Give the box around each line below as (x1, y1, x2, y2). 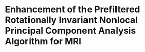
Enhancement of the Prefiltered (5, 4, 140, 15)
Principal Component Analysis (5, 25, 136, 36)
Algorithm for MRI (5, 36, 82, 47)
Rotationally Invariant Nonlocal (5, 14, 138, 26)
